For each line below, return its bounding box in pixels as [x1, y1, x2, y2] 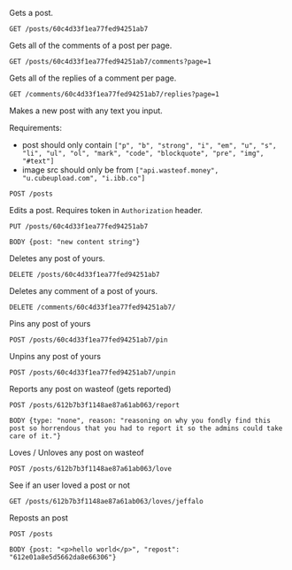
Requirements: [9, 123, 62, 133]
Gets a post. [9, 8, 54, 18]
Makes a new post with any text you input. [9, 105, 164, 116]
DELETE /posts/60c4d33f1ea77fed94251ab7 [9, 270, 161, 279]
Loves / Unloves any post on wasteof [9, 447, 144, 458]
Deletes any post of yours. [9, 253, 105, 264]
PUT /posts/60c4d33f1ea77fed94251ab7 [9, 222, 149, 231]
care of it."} [9, 432, 62, 441]
